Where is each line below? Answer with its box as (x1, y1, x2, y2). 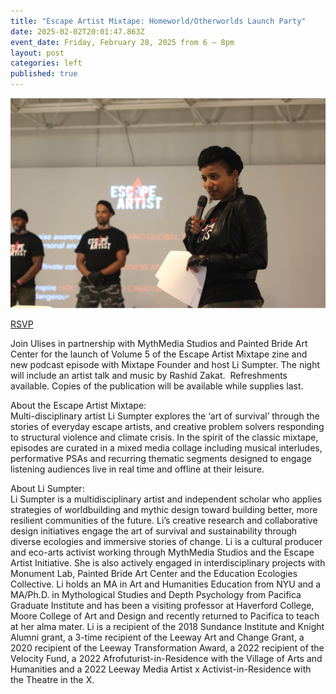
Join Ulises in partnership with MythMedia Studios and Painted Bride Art (10, 338, 308, 350)
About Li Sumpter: (10, 483, 85, 495)
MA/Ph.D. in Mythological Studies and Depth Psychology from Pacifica (10, 589, 302, 601)
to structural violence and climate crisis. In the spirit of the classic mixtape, (10, 431, 319, 444)
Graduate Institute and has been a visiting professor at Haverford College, (10, 600, 315, 612)
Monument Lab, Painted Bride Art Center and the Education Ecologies (10, 568, 298, 580)
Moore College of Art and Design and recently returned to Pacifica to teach (10, 610, 320, 622)
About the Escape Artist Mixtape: (10, 400, 147, 412)
